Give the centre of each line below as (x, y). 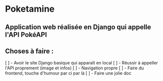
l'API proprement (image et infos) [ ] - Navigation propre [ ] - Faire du (75, 68)
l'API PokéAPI (26, 34)
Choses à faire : (29, 51)
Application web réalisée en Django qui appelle (78, 27)
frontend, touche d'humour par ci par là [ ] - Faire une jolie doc (68, 73)
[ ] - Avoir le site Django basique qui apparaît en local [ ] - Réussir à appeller (81, 63)
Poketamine (30, 9)
